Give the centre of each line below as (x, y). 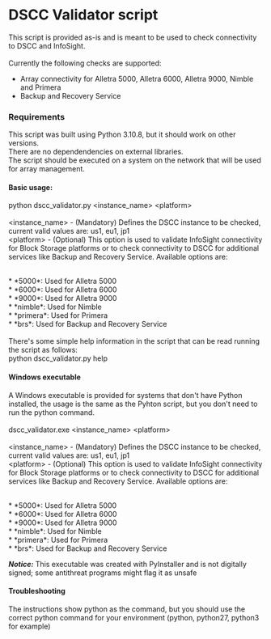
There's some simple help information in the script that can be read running (134, 341)
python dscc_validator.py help (58, 358)
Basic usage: (31, 187)
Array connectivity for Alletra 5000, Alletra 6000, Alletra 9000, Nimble (137, 78)
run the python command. (52, 412)
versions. (23, 143)
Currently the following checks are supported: (85, 63)
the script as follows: (43, 350)
